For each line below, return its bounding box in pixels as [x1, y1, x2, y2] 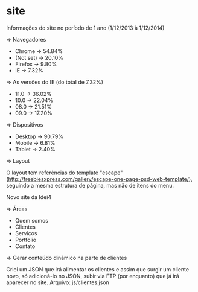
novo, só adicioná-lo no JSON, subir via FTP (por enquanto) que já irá [6, 272, 179, 279]
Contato [14, 243, 36, 250]
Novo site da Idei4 [6, 193, 52, 200]
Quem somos [14, 217, 48, 224]
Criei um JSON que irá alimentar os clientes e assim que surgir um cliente [6, 265, 189, 273]
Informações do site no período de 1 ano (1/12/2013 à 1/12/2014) [6, 24, 165, 31]
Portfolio [14, 236, 37, 243]
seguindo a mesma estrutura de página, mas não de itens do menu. [6, 182, 174, 189]
